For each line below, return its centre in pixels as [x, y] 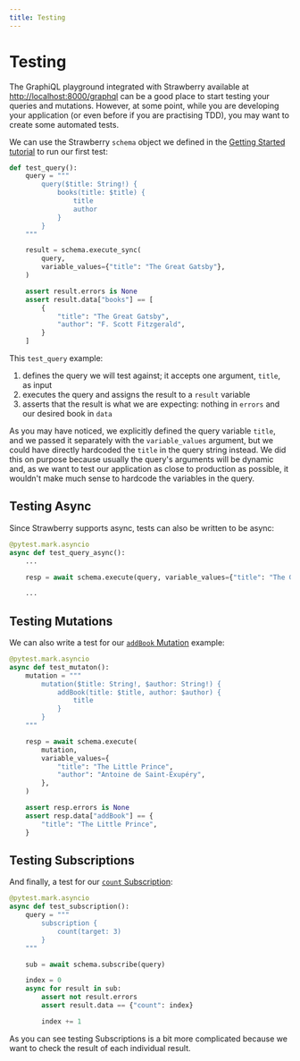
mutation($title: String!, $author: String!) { [131, 684]
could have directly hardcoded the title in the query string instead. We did [148, 450]
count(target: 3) [89, 931]
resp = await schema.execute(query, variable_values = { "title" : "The [155, 577]
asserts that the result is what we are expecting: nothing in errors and [151, 404]
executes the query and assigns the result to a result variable [136, 395]
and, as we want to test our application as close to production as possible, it [149, 469]
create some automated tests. [64, 124]
